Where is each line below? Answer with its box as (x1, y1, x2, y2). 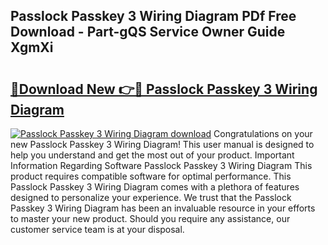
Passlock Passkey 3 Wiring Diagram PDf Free (10, 8, 297, 25)
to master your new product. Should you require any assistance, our (10, 213, 291, 224)
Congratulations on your (213, 128, 313, 139)
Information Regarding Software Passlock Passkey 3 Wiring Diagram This (10, 160, 313, 171)
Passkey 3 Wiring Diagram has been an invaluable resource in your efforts (10, 202, 316, 214)
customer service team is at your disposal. (10, 224, 185, 235)
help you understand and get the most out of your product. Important (10, 149, 295, 161)
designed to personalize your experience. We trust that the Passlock (10, 192, 292, 203)
